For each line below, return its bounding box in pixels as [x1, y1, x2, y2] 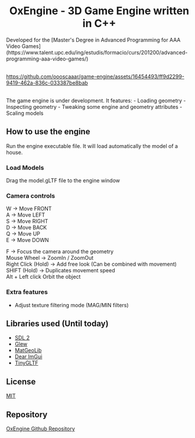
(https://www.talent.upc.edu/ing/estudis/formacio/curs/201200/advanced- [6, 49, 188, 56]
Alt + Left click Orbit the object [6, 273, 81, 281]
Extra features [6, 288, 48, 297]
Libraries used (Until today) [6, 318, 109, 329]
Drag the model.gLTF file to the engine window [6, 177, 120, 184]
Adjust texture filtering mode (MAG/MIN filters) [14, 301, 129, 308]
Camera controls [6, 191, 55, 199]
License [6, 376, 36, 387]
